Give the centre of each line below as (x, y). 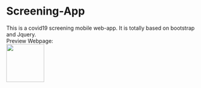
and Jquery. (21, 34)
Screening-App (46, 11)
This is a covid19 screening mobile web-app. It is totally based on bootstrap (100, 28)
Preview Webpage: (30, 41)
